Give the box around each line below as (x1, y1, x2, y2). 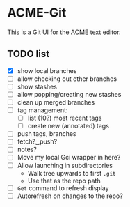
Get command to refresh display (17, 183, 109, 192)
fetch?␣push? (17, 137, 58, 146)
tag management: (17, 106, 68, 114)
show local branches (17, 66, 77, 75)
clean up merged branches (17, 98, 95, 106)
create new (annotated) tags (27, 122, 110, 130)
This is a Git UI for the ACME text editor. (7, 28, 121, 36)
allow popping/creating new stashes (17, 90, 122, 98)
